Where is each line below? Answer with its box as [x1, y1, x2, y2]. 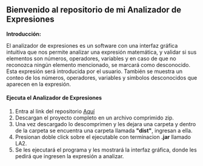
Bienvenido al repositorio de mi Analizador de [6, 5, 182, 15]
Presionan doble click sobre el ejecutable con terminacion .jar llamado [15, 133, 191, 141]
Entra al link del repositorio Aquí [15, 108, 95, 115]
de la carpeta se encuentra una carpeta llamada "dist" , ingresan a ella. [15, 127, 193, 135]
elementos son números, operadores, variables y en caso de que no [6, 54, 177, 62]
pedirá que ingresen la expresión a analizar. [15, 153, 124, 160]
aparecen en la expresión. [6, 80, 72, 88]
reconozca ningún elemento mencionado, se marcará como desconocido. [6, 61, 191, 68]
